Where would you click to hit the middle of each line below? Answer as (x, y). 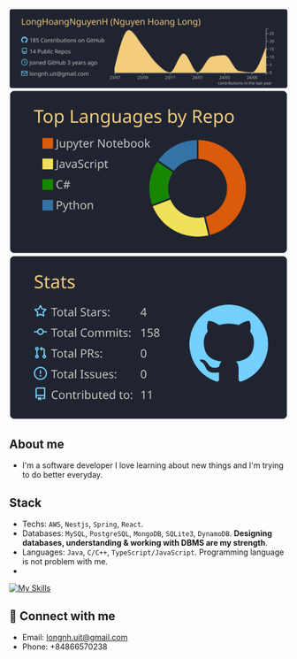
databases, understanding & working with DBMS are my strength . (145, 543)
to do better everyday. (62, 475)
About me (37, 444)
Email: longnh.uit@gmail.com (75, 638)
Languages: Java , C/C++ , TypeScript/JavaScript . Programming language (153, 552)
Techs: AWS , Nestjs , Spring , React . (83, 524)
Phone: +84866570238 (65, 647)
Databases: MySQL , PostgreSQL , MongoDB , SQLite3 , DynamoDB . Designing (147, 533)
